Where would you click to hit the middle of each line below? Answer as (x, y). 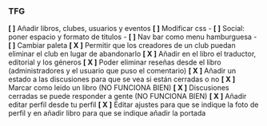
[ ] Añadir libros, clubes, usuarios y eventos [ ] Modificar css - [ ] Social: (127, 29)
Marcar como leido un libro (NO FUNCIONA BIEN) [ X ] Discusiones (119, 88)
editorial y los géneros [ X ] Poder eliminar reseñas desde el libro (115, 62)
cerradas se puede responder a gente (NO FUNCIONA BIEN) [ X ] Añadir (128, 96)
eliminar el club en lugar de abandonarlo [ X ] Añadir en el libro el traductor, (132, 54)
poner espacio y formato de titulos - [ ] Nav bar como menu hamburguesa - (133, 37)
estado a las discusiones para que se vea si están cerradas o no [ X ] (122, 79)
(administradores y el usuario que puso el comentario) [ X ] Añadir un (122, 71)
